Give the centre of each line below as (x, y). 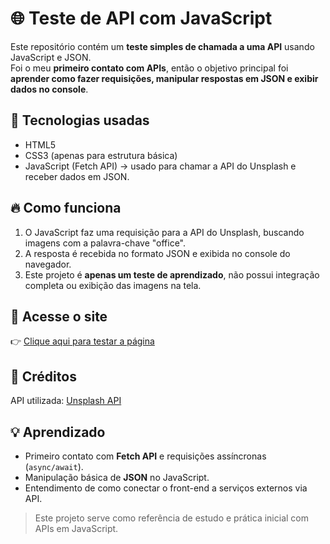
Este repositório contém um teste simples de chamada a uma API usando (162, 46)
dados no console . (49, 89)
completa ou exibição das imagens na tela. (113, 285)
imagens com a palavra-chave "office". (105, 243)
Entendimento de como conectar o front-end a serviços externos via (166, 488)
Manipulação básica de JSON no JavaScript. (117, 477)
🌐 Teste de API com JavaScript (141, 18)
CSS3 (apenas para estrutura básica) (101, 155)
